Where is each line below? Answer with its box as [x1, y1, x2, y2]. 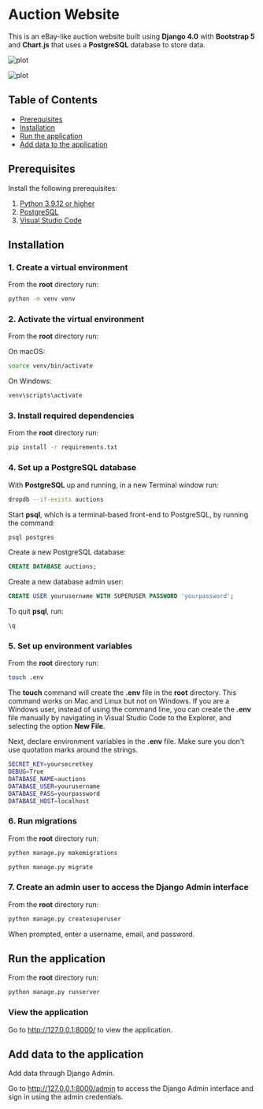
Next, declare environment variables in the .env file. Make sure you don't [8, 737, 245, 746]
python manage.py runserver [8, 988, 101, 996]
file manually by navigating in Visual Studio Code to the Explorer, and [8, 713, 232, 723]
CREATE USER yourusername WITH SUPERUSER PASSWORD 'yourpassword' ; [8, 592, 235, 600]
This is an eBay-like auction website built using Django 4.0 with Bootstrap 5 [8, 32, 255, 41]
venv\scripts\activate [8, 392, 83, 400]
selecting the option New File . [8, 722, 106, 731]
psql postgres [8, 533, 55, 541]
